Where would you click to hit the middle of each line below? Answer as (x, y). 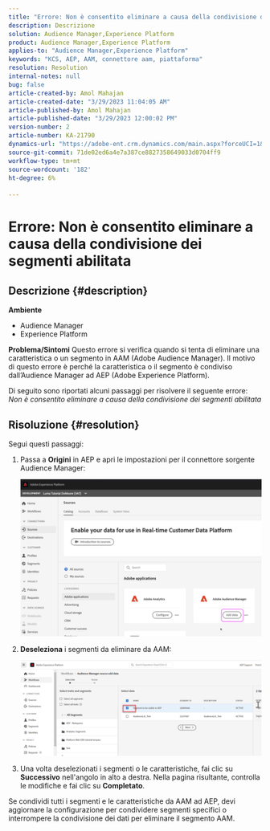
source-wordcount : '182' (50, 169)
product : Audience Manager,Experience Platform (90, 43)
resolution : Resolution (48, 68)
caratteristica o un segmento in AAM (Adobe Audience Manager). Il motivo (132, 358)
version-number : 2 (39, 127)
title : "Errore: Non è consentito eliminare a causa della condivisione (133, 17)
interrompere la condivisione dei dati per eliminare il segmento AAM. (122, 818)
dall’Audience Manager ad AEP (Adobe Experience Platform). (109, 375)
